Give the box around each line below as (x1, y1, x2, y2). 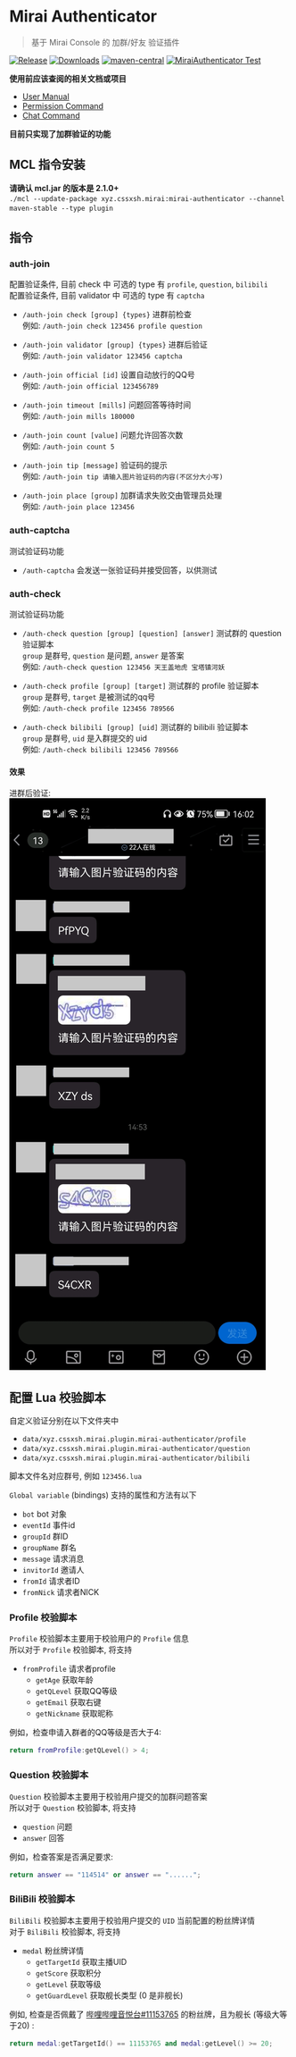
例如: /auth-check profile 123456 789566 (21, 703, 176, 714)
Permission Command (21, 100, 104, 111)
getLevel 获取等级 (35, 1978, 102, 1989)
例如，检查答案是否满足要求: (9, 1851, 114, 1862)
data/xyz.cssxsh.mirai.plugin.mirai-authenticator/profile (21, 1435, 247, 1444)
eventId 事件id (21, 1520, 76, 1531)
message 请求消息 (21, 1553, 85, 1565)
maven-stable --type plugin (9, 204, 114, 213)
